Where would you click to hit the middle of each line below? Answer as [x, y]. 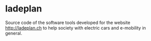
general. [14, 33]
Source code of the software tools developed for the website [68, 22]
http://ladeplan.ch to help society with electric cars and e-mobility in [75, 27]
